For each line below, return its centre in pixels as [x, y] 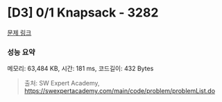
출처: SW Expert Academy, [62, 83]
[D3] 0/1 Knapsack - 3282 [83, 13]
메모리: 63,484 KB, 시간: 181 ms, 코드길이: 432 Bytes [80, 69]
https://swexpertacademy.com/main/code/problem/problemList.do [120, 91]
